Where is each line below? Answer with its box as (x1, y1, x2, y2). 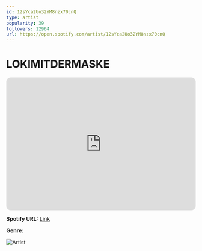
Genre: (6, 227, 24, 234)
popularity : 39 (6, 20, 44, 26)
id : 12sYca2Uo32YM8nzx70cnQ (6, 8, 77, 15)
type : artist (6, 14, 39, 21)
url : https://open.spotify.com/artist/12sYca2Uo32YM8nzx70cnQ (6, 31, 165, 37)
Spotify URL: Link (6, 215, 50, 223)
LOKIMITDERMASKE (6, 57, 110, 71)
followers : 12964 (6, 25, 50, 32)
